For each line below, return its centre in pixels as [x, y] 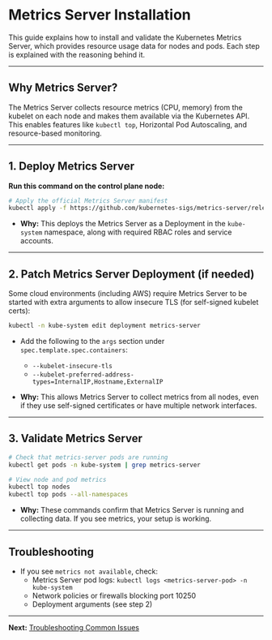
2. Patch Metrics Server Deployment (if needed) [132, 274]
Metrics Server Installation [100, 15]
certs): [19, 311]
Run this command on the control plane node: [87, 186]
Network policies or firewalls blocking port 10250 [114, 595]
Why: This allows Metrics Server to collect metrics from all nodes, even [139, 397]
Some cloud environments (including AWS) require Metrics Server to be [128, 294]
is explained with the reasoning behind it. [77, 54]
